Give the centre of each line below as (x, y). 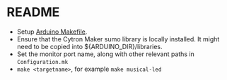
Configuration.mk (42, 62)
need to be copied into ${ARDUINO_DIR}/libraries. (90, 46)
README (33, 12)
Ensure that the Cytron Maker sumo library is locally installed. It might (118, 39)
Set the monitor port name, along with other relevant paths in (106, 54)
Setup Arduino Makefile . (52, 32)
